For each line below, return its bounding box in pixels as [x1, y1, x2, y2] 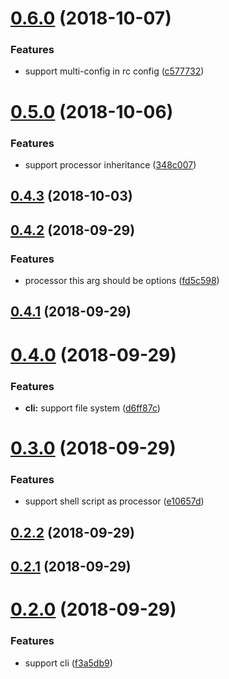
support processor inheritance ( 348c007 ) [24, 158, 197, 171]
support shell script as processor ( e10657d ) [24, 495, 205, 507]
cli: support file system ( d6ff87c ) [24, 402, 161, 414]
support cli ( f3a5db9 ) [24, 657, 113, 669]
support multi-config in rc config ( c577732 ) [24, 65, 205, 77]
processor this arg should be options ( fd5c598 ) [24, 275, 220, 287]
